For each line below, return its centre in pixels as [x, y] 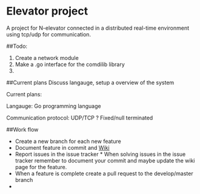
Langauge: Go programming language [54, 106]
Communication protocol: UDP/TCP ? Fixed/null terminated [80, 118]
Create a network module [47, 58]
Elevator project [47, 11]
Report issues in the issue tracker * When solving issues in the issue [100, 154]
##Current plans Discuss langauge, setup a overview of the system [90, 82]
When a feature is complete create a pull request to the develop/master [104, 173]
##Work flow [22, 129]
